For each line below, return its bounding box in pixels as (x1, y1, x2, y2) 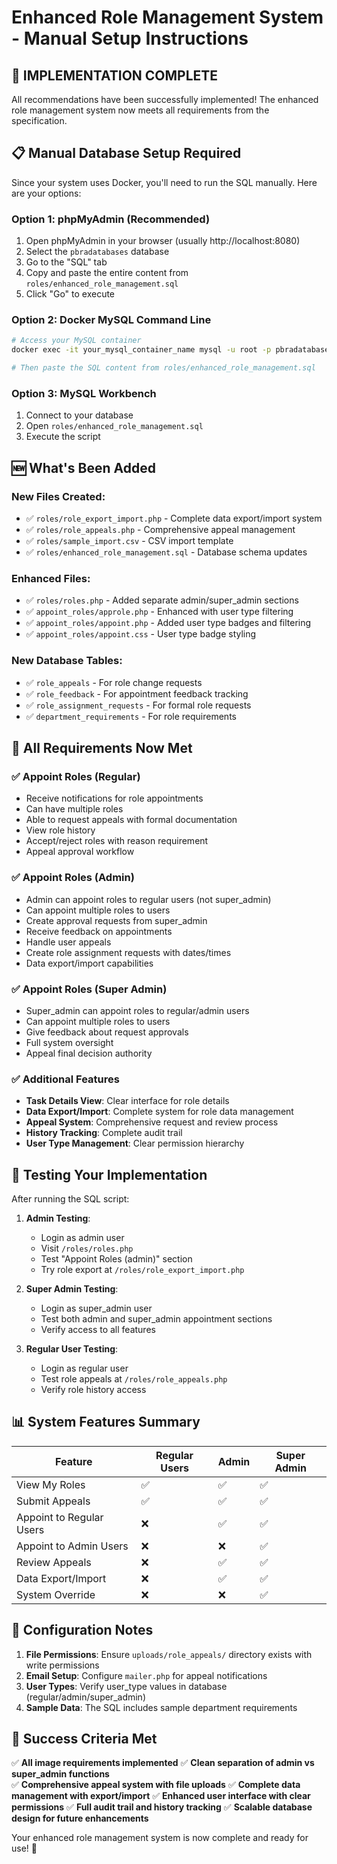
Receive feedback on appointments (25, 925, 173, 937)
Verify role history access (40, 1384, 147, 1395)
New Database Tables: (11, 654, 123, 668)
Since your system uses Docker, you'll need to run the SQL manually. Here (11, 176, 318, 188)
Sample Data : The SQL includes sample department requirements (25, 1701, 298, 1713)
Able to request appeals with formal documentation (25, 814, 238, 826)
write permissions (25, 1659, 100, 1671)
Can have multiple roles (25, 803, 124, 815)
